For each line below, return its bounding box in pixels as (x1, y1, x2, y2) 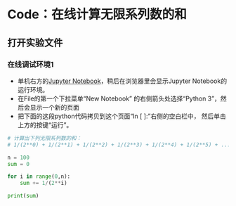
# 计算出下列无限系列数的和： (7, 134, 82, 141)
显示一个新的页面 (29, 103, 79, 111)
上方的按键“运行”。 (17, 120, 73, 129)
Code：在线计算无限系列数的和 (7, 6, 188, 22)
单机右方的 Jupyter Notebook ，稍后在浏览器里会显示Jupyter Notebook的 (17, 77, 227, 85)
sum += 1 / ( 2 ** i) (20, 180, 68, 187)
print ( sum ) (7, 193, 39, 200)
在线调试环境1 (7, 59, 54, 69)
